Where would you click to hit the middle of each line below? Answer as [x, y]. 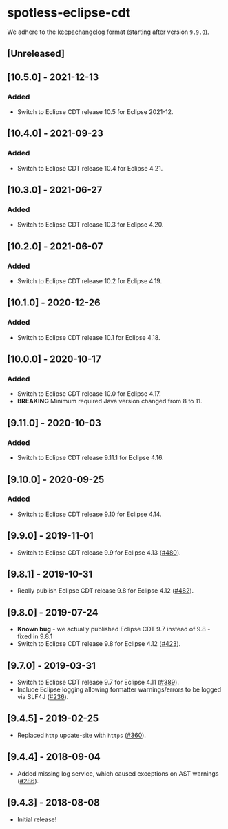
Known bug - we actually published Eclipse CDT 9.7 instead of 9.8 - [114, 629]
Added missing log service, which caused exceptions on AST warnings [118, 773]
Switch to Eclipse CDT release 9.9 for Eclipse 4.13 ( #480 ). [99, 552]
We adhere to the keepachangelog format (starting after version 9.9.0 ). [108, 32]
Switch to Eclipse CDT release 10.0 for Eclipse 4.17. [89, 394]
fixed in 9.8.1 [35, 636]
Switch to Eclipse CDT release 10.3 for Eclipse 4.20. [90, 225]
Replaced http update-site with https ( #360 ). [82, 735]
